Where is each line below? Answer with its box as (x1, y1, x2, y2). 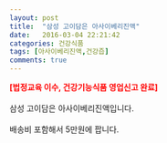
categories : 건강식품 (9, 38, 84, 48)
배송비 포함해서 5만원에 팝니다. (9, 124, 120, 135)
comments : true (9, 56, 68, 65)
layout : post (9, 13, 59, 23)
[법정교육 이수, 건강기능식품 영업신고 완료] (9, 82, 158, 92)
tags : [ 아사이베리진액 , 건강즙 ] (9, 47, 110, 56)
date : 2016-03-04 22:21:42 (9, 30, 120, 39)
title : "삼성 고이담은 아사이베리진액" (9, 22, 141, 31)
